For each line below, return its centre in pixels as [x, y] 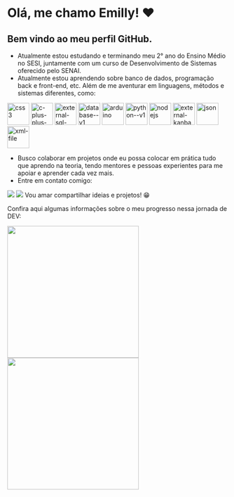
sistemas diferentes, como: [56, 93]
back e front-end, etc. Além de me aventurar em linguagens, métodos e [121, 85]
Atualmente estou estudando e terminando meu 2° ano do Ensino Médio [122, 56]
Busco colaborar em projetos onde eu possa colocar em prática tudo [117, 158]
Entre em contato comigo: [55, 180]
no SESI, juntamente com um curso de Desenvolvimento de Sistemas [117, 63]
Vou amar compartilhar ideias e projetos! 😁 [87, 195]
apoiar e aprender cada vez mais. [66, 173]
